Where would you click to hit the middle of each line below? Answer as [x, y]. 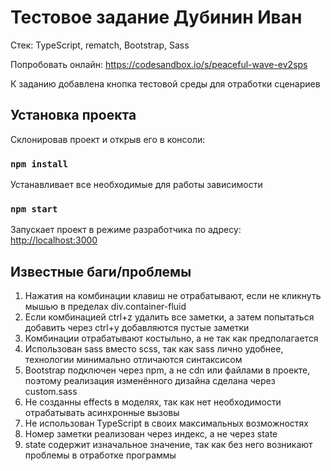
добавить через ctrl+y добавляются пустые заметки [137, 328]
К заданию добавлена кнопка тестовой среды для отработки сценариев [165, 83]
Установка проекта [73, 115]
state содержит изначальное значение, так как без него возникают [168, 445]
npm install [39, 164]
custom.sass [51, 392]
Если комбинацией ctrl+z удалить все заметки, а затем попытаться [169, 317]
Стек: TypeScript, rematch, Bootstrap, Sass [100, 45]
